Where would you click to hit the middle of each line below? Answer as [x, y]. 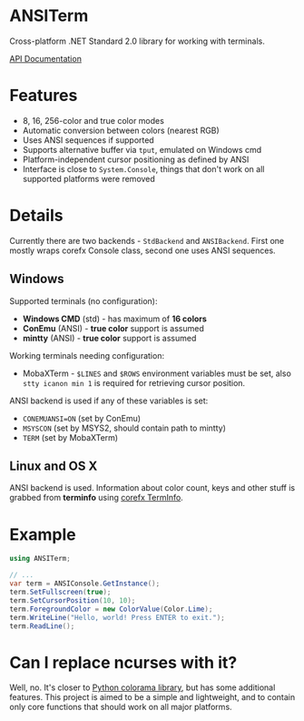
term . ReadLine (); [42, 626]
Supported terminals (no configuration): [83, 300]
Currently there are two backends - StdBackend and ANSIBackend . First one [147, 240]
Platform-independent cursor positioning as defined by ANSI [136, 159]
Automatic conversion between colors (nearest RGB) [121, 130]
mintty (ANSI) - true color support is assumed [109, 338]
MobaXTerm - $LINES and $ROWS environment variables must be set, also [157, 373]
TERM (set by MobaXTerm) [70, 437]
